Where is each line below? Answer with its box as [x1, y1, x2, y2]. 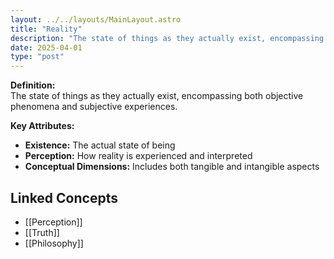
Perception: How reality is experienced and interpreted [24, 150, 253, 162]
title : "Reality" [10, 24, 83, 34]
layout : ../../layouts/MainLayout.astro [10, 14, 182, 25]
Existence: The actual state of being [24, 139, 176, 151]
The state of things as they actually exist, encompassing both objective [10, 90, 304, 102]
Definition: [10, 79, 56, 91]
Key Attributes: [10, 120, 75, 132]
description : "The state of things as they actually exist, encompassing [10, 33, 325, 43]
